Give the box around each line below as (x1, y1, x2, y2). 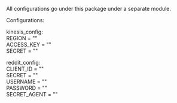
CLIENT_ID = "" (6, 65, 44, 72)
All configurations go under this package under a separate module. (6, 5, 172, 12)
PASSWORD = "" (6, 84, 48, 92)
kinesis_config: (6, 28, 43, 35)
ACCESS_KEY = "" (6, 41, 52, 48)
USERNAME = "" (6, 78, 47, 85)
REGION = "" (6, 35, 38, 41)
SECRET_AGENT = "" (6, 91, 58, 98)
